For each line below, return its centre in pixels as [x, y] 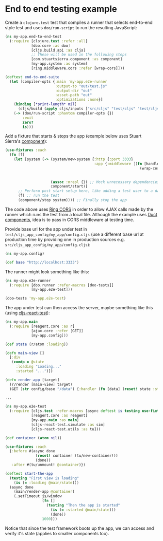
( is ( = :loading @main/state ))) [46, 483]
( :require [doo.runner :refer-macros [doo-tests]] [62, 285]
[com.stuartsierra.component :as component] [77, 59]
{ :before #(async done [32, 451]
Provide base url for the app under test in [46, 229]
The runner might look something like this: [47, 272]
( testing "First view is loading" [44, 478]
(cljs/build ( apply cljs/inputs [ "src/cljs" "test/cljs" [77, 109]
